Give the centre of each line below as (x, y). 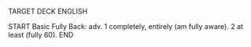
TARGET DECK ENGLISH (48, 11)
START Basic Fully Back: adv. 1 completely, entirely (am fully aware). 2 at (126, 26)
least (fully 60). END (41, 35)
